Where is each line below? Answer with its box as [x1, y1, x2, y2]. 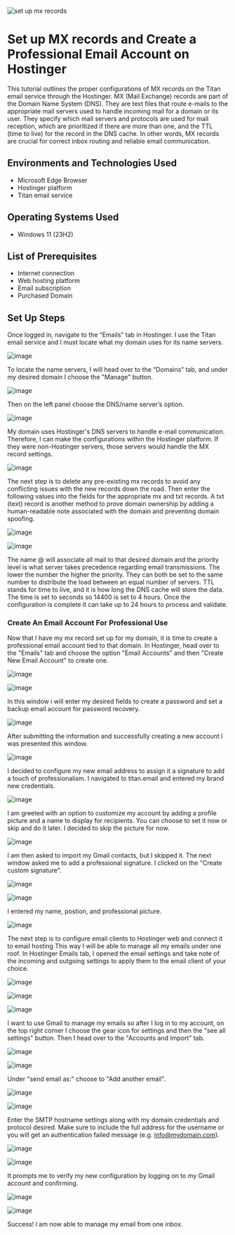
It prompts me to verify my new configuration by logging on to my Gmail [7, 1172, 215, 1180]
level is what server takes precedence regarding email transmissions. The [7, 563, 220, 572]
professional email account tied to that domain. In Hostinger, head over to [7, 641, 220, 650]
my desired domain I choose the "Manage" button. [7, 373, 153, 382]
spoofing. [7, 515, 35, 523]
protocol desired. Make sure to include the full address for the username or [7, 1123, 224, 1131]
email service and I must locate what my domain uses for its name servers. [7, 338, 223, 346]
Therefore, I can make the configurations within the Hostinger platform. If [7, 435, 219, 444]
